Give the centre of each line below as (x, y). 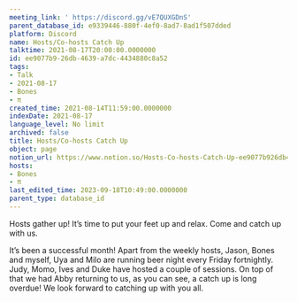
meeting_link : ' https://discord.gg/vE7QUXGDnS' (100, 17)
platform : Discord (43, 34)
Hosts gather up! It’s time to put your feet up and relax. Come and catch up (145, 223)
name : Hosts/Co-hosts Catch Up (67, 42)
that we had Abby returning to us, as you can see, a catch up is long (133, 278)
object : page (33, 149)
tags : (19, 67)
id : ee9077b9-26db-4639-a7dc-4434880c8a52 (88, 58)
